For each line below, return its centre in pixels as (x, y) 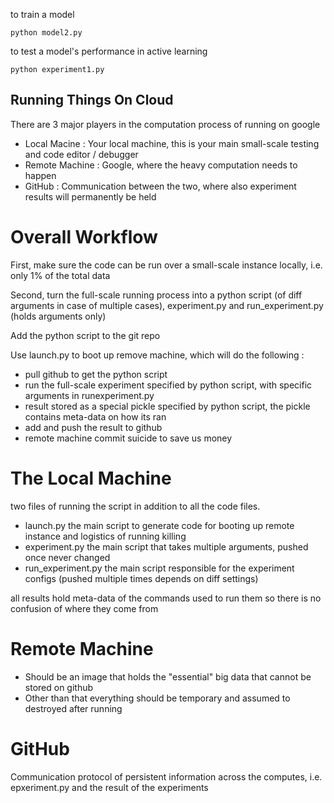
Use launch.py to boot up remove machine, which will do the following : (157, 355)
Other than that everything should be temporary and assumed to (157, 698)
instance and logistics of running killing (105, 536)
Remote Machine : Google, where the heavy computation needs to (161, 165)
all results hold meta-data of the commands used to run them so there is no (166, 598)
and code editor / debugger (81, 154)
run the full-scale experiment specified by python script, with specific (168, 385)
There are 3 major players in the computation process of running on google (165, 124)
